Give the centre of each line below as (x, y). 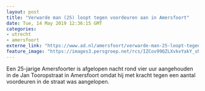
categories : (21, 29)
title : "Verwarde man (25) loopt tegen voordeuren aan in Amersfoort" (98, 18)
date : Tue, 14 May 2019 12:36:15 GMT (54, 23)
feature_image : (26, 52)
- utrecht (19, 35)
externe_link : (24, 46)
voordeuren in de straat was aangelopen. (58, 81)
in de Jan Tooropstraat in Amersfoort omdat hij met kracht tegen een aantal (101, 75)
